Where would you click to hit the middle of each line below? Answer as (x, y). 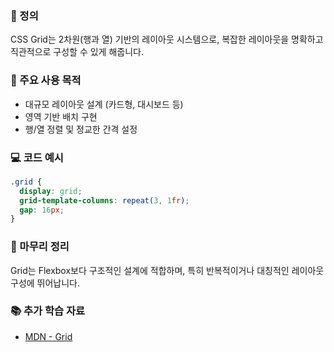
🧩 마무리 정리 (40, 247)
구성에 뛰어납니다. (45, 283)
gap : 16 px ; (42, 210)
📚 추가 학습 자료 (48, 311)
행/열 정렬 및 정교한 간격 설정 (81, 129)
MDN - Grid (48, 336)
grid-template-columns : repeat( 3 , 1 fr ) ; (104, 200)
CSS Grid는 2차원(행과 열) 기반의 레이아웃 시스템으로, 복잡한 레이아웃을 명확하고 (167, 39)
